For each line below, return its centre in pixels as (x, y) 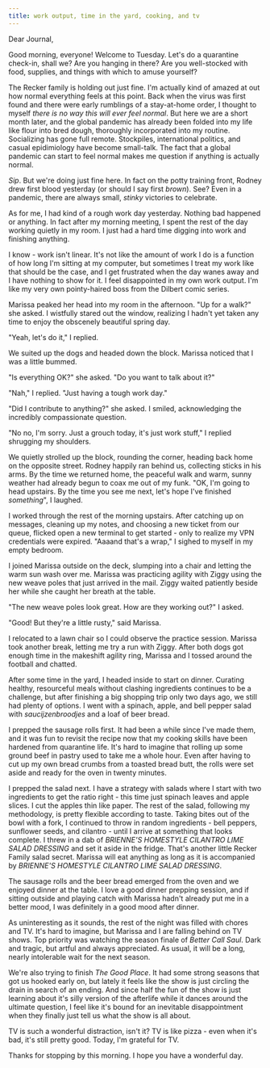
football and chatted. (43, 664)
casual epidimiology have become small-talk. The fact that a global (120, 147)
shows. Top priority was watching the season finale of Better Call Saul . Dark (135, 940)
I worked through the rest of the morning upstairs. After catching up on (126, 515)
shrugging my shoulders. (50, 441)
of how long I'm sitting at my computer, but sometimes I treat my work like (131, 263)
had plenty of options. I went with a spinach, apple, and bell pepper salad (130, 705)
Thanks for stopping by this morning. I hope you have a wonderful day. (126, 1055)
